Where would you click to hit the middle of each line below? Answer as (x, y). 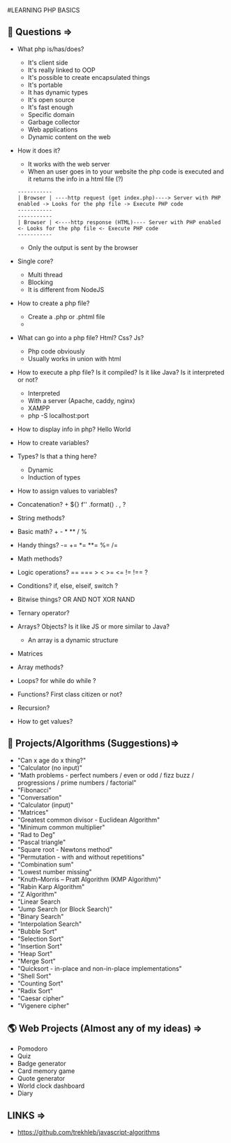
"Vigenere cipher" (43, 1005)
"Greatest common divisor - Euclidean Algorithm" (89, 820)
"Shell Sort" (34, 976)
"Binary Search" (40, 916)
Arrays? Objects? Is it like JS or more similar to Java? (93, 626)
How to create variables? (53, 442)
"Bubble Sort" (37, 931)
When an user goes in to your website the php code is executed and (126, 171)
